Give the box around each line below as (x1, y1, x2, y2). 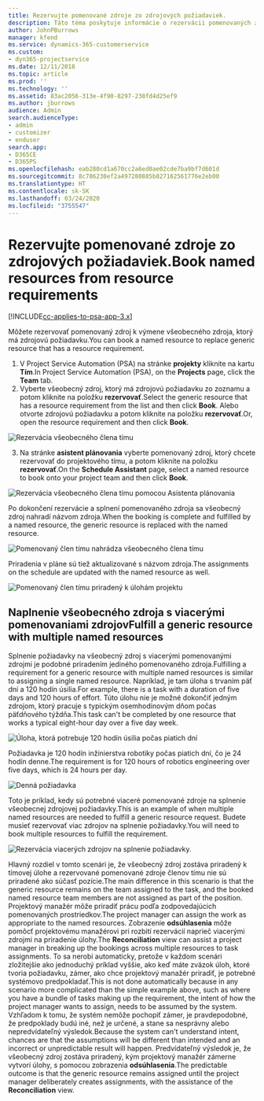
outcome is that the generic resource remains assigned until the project (8, 1069, 240, 1078)
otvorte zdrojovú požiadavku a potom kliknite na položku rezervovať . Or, (19, 409, 253, 419)
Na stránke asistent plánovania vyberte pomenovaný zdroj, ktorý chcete (19, 448, 256, 457)
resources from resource (8, 269, 174, 287)
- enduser (8, 135, 41, 144)
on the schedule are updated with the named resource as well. (8, 567, 211, 577)
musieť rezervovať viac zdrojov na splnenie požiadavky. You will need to (8, 821, 240, 830)
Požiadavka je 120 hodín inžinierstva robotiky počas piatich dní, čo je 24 (8, 748, 242, 758)
